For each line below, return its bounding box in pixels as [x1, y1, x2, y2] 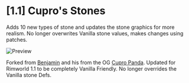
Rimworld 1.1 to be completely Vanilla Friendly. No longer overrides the [6, 65, 177, 72]
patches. [6, 36, 28, 43]
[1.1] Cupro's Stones [6, 4, 106, 18]
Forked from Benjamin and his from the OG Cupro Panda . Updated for [6, 59, 176, 66]
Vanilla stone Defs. [6, 71, 52, 78]
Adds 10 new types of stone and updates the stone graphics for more [6, 24, 175, 31]
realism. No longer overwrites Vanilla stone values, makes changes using [6, 29, 184, 36]
